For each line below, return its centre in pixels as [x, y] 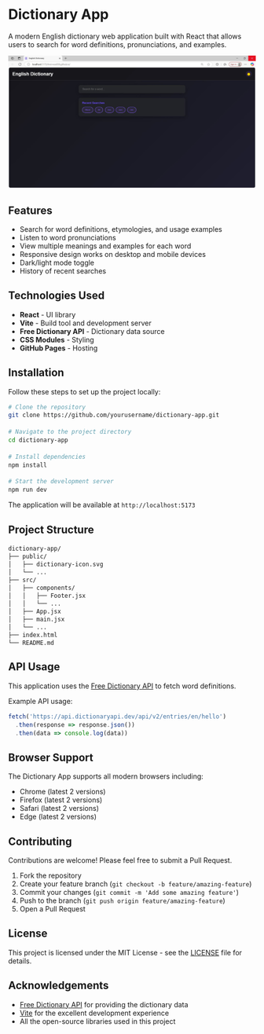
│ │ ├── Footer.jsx [47, 596]
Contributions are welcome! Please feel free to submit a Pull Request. [120, 860]
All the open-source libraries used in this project [97, 1021]
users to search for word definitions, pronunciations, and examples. [117, 44]
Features [30, 210]
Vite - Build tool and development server [85, 323]
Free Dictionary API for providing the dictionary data [104, 1004]
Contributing [40, 841]
